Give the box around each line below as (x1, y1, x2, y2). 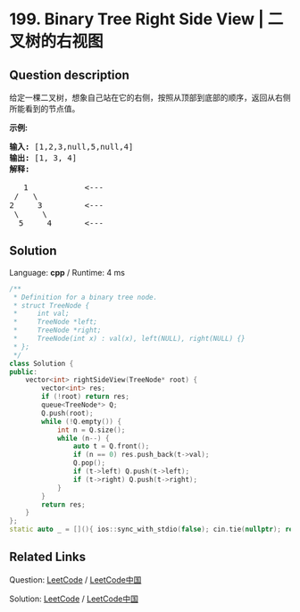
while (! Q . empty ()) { (41, 417, 122, 426)
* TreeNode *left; (12, 318, 98, 327)
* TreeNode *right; (12, 326, 102, 335)
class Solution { (9, 359, 74, 368)
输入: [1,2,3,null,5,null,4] (9, 142, 134, 152)
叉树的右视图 (9, 31, 104, 52)
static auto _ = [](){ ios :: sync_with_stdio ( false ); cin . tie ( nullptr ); (9, 525, 281, 534)
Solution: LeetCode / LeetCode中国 (9, 593, 138, 604)
